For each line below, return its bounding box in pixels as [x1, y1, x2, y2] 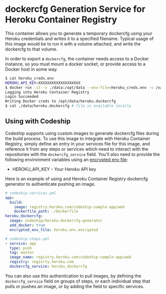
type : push [9, 245, 32, 250]
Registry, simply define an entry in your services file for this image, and [5, 141, 150, 147]
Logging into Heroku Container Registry [5, 90, 90, 95]
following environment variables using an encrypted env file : [5, 156, 128, 162]
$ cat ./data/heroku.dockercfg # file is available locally [5, 103, 132, 108]
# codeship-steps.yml [5, 236, 50, 241]
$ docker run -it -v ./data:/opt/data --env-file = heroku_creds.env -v [5, 85, 154, 90]
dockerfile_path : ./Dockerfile [14, 209, 79, 214]
